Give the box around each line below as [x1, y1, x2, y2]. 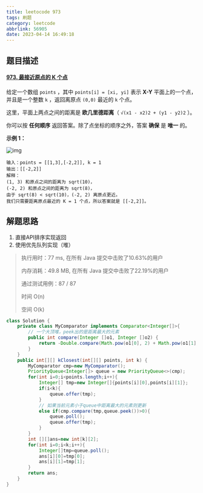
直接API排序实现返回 [15, 233, 67, 240]
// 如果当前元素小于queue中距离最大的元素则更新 [38, 402, 147, 409]
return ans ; [28, 470, 59, 477]
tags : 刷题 [6, 15, 32, 21]
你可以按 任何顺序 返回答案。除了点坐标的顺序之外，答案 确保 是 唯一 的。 [6, 121, 191, 129]
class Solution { [6, 318, 50, 324]
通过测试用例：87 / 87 [21, 280, 76, 287]
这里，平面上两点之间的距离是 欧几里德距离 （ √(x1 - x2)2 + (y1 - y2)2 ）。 [6, 109, 196, 116]
